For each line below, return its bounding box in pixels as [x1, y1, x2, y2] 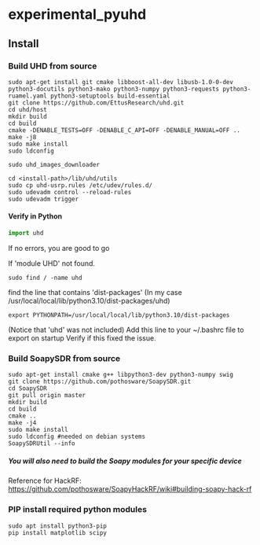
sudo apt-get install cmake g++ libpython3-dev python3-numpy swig [8, 371, 234, 379]
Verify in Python [8, 212, 63, 221]
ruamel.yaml [8, 92, 47, 100]
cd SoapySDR [8, 385, 47, 392]
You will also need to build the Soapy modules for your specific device [8, 456, 242, 466]
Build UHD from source [8, 61, 97, 72]
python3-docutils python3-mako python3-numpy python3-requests [8, 85, 220, 93]
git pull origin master [8, 392, 86, 400]
